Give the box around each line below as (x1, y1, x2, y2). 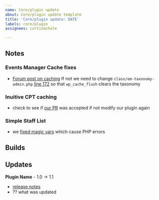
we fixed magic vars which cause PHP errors (12, 129, 105, 135)
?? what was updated (12, 189, 56, 195)
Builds (5, 143, 25, 152)
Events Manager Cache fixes (5, 64, 76, 71)
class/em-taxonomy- (113, 76, 154, 81)
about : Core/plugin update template (5, 12, 81, 17)
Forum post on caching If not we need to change (12, 75, 113, 81)
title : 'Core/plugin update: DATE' (5, 17, 79, 22)
